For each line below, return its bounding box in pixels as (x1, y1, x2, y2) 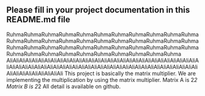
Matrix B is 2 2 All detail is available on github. (6, 83, 121, 90)
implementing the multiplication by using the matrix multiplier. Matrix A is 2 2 (6, 76, 198, 83)
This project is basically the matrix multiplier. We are (64, 70, 196, 77)
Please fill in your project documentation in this (6, 5, 190, 15)
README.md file (6, 15, 70, 25)
